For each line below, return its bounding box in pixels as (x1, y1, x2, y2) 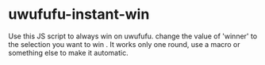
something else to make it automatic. (8, 48, 129, 57)
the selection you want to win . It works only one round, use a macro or (8, 39, 240, 49)
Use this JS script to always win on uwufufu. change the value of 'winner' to (8, 31, 258, 41)
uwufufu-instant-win (8, 5, 150, 23)
